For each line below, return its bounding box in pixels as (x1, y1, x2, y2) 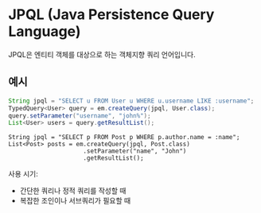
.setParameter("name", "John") (83, 147, 187, 156)
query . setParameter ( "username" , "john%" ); (8, 111, 151, 120)
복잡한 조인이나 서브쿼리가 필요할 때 (19, 196, 131, 206)
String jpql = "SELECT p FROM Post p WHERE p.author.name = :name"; (8, 134, 240, 141)
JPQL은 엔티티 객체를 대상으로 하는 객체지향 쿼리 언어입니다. (8, 49, 197, 59)
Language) (8, 22, 81, 41)
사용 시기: (8, 169, 38, 179)
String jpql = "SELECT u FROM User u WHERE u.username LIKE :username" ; (8, 97, 255, 105)
